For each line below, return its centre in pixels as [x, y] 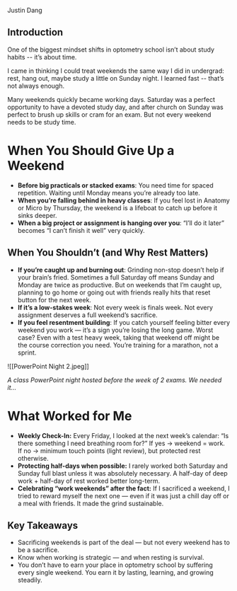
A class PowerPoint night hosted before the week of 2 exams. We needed [115, 380]
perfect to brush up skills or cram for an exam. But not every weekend [109, 114]
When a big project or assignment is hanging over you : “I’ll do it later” [121, 223]
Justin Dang [25, 10]
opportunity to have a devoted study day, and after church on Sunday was [116, 107]
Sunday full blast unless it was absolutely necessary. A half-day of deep [122, 473]
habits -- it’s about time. [42, 57]
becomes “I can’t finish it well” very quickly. [81, 230]
